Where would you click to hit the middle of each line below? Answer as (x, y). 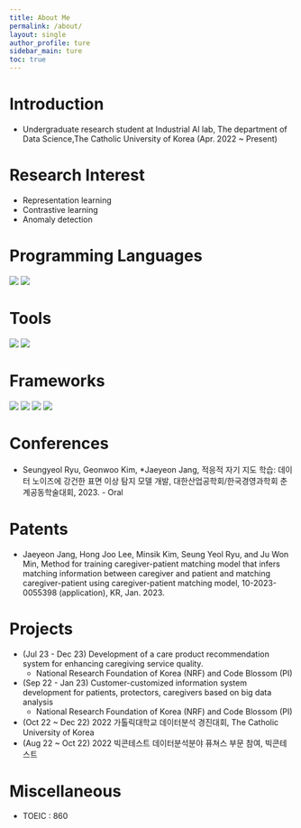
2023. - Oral (100, 492)
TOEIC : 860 (45, 816)
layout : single (38, 34)
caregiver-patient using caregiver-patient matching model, (131, 583)
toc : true (28, 60)
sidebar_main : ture (46, 51)
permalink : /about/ (46, 26)
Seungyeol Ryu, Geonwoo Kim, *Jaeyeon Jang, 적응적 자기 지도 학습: (149, 469)
